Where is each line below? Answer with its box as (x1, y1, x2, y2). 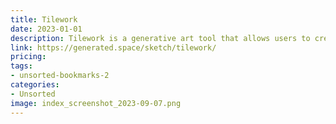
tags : (10, 61, 33, 71)
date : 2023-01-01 (10, 24, 83, 34)
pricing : (10, 52, 47, 62)
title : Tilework (10, 14, 78, 25)
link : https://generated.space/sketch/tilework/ (10, 42, 217, 53)
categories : (10, 80, 60, 90)
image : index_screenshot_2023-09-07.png (10, 98, 182, 108)
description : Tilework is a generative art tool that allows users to (10, 33, 311, 43)
